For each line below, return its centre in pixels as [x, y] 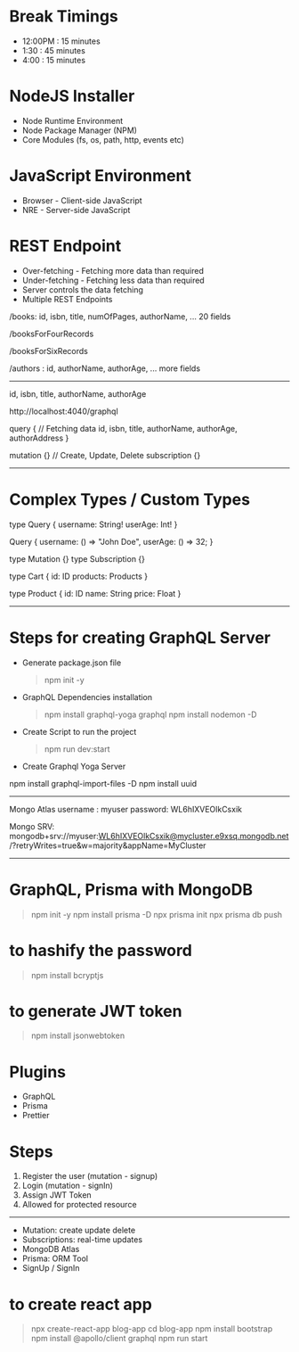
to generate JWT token [96, 1011]
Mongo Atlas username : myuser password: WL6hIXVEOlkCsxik [126, 809]
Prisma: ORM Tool [55, 1258]
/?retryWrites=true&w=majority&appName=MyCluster [108, 845]
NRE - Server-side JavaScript [76, 210]
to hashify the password [101, 950]
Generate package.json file [72, 663]
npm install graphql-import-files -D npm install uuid [103, 783]
